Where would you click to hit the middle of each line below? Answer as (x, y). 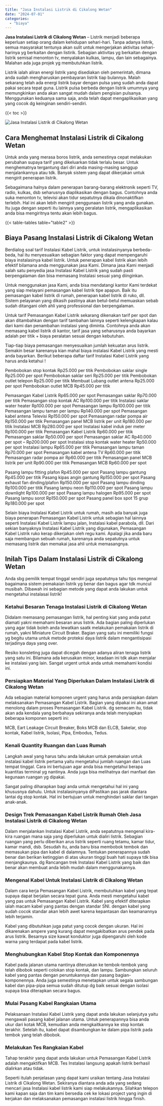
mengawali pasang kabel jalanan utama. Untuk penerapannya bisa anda (77, 1019)
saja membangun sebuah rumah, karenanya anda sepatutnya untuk (72, 538)
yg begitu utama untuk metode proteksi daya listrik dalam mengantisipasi (78, 638)
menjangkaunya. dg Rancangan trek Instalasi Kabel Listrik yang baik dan (78, 862)
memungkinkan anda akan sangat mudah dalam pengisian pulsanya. (73, 93)
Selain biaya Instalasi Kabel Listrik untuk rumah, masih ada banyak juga (76, 513)
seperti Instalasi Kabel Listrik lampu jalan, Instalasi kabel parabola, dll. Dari (80, 523)
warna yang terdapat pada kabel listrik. (44, 942)
